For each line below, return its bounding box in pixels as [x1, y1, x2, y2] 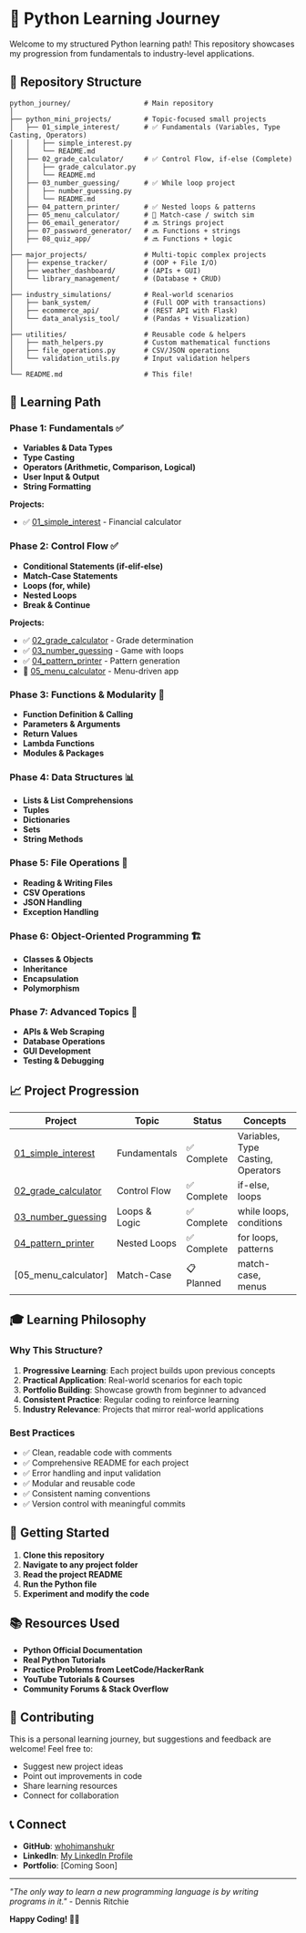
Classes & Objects [22, 953, 94, 964]
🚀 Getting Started [9, 1526, 110, 1541]
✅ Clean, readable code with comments [22, 1447, 173, 1458]
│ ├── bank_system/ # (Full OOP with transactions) [9, 298, 267, 307]
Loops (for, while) [22, 580, 91, 591]
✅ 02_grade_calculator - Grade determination [22, 634, 194, 645]
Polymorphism [22, 982, 80, 993]
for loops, [237, 1231, 279, 1244]
